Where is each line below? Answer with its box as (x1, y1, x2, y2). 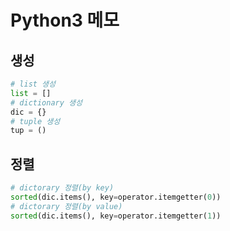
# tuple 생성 (10, 116, 61, 126)
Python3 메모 (10, 9, 120, 32)
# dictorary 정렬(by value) (10, 201, 123, 211)
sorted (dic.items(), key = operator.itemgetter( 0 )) (10, 192, 222, 202)
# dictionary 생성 (10, 97, 83, 108)
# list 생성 (10, 79, 56, 89)
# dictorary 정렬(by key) (10, 183, 115, 193)
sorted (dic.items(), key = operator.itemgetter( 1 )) (10, 211, 222, 221)
